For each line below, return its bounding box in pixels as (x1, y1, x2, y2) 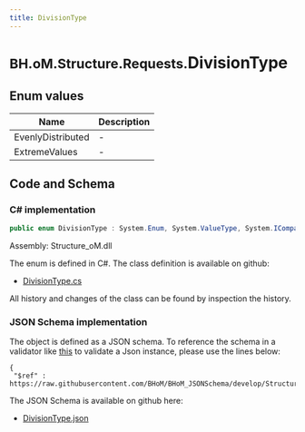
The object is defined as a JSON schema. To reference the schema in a (9, 337, 276, 348)
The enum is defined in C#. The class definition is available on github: (9, 258, 270, 269)
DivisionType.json (22, 413, 89, 424)
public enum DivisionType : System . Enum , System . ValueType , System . (9, 224, 274, 233)
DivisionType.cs (22, 276, 83, 287)
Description (98, 115, 151, 128)
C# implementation (9, 203, 96, 216)
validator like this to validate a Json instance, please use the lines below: (9, 346, 281, 357)
